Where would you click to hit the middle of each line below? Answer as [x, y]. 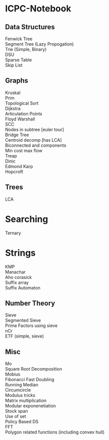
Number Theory [30, 303]
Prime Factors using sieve [31, 326]
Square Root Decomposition [34, 369]
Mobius [13, 374]
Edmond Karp [19, 166]
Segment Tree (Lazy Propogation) [39, 44]
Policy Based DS [22, 422]
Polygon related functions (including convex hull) [55, 432]
